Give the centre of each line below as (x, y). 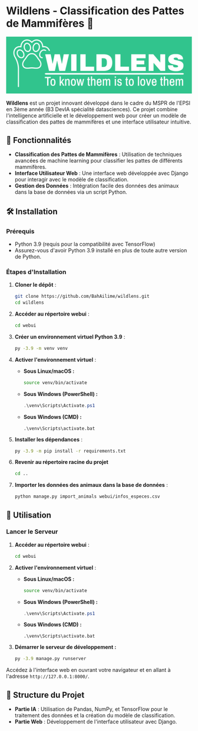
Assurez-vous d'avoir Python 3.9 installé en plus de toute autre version (101, 250)
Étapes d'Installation (36, 272)
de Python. (28, 256)
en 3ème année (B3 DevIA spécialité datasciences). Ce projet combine (92, 109)
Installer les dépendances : (48, 439)
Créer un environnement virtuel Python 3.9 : (70, 337)
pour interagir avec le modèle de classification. (71, 180)
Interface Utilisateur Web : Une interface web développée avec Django (101, 173)
